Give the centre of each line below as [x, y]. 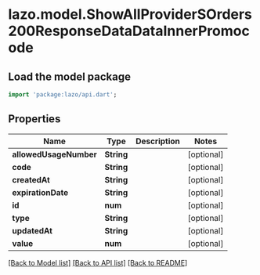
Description [158, 141]
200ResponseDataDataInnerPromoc [129, 31]
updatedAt [32, 230]
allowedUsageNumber [55, 154]
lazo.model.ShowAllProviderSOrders [130, 14]
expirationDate [40, 192]
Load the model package [70, 76]
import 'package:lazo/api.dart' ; [63, 95]
